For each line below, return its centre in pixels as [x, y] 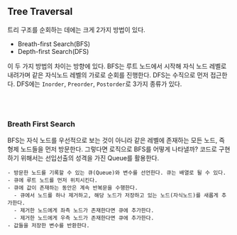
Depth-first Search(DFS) [53, 51]
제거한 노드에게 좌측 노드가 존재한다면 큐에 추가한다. [87, 211]
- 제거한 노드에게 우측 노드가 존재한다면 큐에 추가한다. [84, 218]
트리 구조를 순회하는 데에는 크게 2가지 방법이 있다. [76, 29]
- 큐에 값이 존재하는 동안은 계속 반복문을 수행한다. [73, 188]
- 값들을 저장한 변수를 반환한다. [49, 226]
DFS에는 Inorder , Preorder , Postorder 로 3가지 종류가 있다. [99, 84]
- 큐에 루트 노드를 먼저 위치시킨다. [53, 180]
